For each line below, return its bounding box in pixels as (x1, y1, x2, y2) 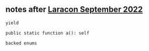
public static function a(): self (5, 30, 90, 36)
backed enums (5, 40, 37, 46)
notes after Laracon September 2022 (5, 5, 143, 14)
